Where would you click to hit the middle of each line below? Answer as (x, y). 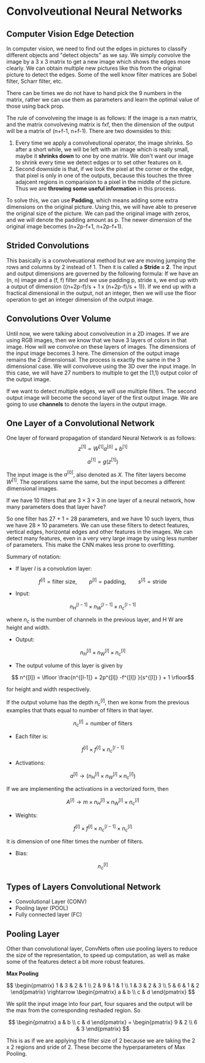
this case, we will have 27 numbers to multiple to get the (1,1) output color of (102, 373)
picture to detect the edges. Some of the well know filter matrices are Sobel (102, 74)
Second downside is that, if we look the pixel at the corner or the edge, (105, 169)
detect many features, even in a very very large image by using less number (102, 538)
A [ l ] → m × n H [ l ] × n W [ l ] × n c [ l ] (103, 802)
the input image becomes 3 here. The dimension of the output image (93, 353)
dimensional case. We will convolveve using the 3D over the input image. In (101, 366)
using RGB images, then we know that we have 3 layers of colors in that (97, 340)
